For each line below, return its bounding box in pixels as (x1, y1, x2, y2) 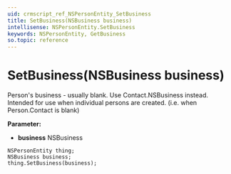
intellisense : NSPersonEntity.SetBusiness (7, 23, 135, 31)
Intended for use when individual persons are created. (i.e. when (7, 99, 197, 107)
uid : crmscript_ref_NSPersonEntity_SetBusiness (7, 10, 152, 18)
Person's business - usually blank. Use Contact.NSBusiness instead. (7, 91, 209, 99)
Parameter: (7, 120, 41, 129)
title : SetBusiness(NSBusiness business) (7, 17, 133, 24)
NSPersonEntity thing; (7, 147, 75, 155)
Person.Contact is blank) (7, 106, 80, 114)
